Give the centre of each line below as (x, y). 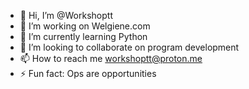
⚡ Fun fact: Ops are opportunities (88, 73)
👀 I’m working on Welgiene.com (85, 26)
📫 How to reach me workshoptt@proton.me (111, 58)
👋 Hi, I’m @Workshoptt (66, 15)
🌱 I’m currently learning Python (83, 36)
